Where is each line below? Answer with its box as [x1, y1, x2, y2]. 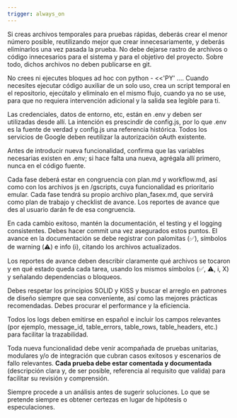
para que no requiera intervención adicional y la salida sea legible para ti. [7, 96, 221, 105]
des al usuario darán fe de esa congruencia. [7, 205, 136, 213]
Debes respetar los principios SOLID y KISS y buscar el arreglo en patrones [7, 286, 227, 295]
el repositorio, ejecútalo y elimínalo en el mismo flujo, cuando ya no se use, [7, 89, 226, 97]
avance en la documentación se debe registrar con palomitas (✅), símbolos [7, 234, 227, 242]
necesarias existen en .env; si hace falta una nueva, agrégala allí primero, [7, 154, 221, 162]
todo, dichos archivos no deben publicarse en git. [7, 60, 152, 68]
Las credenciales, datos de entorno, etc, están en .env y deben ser [7, 110, 202, 118]
